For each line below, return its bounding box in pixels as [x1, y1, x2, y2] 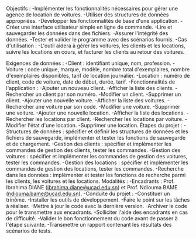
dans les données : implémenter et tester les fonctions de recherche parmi [6, 172, 186, 178]
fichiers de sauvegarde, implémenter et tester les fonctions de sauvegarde [6, 134, 186, 141]
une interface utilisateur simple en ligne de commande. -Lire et [20, 23, 173, 30]
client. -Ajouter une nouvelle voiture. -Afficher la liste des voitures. [6, 97, 166, 104]
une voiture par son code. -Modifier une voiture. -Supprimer [35, 103, 180, 110]
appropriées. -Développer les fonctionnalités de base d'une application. [6, 18, 180, 24]
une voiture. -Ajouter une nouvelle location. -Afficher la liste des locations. [6, 109, 185, 116]
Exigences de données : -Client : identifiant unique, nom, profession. [6, 60, 171, 67]
